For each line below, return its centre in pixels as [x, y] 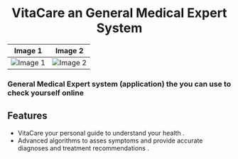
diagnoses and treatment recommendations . [83, 148]
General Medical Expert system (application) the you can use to [119, 84]
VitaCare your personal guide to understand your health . [101, 133]
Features [27, 116]
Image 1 [28, 50]
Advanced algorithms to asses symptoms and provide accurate [110, 141]
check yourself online [45, 92]
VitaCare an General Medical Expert [119, 13]
